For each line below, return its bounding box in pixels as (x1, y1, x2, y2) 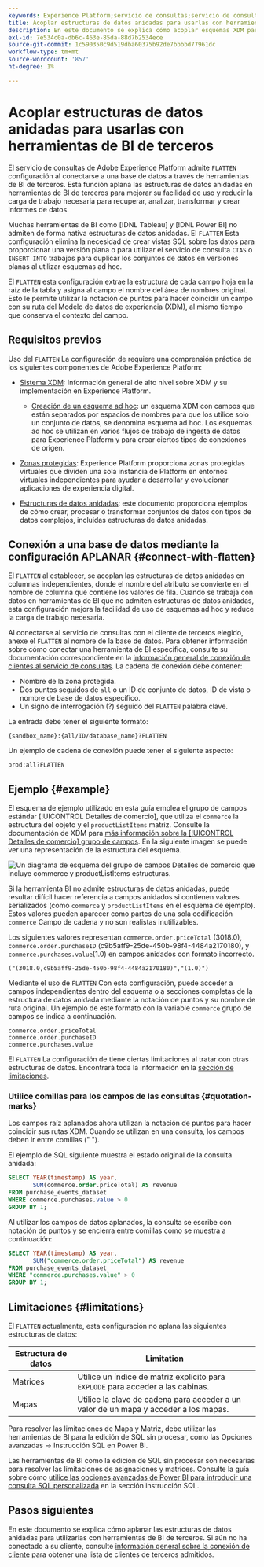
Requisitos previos (8, 333, 101, 347)
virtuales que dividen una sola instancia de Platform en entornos (19, 466, 228, 476)
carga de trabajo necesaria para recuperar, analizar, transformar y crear (8, 196, 241, 205)
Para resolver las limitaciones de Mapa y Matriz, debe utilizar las (8, 1424, 217, 1433)
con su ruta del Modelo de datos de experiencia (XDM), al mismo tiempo (8, 302, 244, 311)
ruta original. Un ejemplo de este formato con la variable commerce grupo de (8, 1003, 252, 1013)
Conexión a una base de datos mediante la (8, 538, 220, 551)
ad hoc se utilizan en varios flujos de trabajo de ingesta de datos (31, 426, 241, 436)
